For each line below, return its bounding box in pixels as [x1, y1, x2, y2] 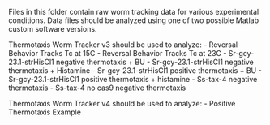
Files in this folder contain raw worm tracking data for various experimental [8, 7, 259, 16]
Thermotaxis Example [8, 107, 81, 117]
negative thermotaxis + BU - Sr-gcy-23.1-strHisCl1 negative [55, 57, 254, 67]
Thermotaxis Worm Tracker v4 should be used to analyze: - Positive [8, 99, 236, 108]
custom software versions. [8, 24, 97, 33]
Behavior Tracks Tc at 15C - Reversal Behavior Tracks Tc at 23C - [8, 49, 227, 58]
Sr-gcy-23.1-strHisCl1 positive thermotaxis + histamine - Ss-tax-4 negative [8, 75, 258, 84]
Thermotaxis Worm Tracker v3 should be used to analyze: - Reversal [8, 40, 238, 50]
